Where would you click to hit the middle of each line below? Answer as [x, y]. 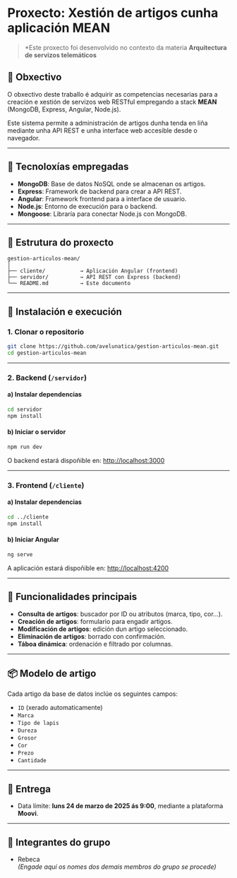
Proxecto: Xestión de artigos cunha [113, 13]
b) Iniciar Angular [34, 540]
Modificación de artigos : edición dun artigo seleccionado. [103, 629]
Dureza [27, 731]
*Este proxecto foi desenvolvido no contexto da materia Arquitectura [126, 47]
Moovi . [28, 814]
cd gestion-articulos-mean [47, 353]
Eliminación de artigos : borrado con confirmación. [91, 636]
